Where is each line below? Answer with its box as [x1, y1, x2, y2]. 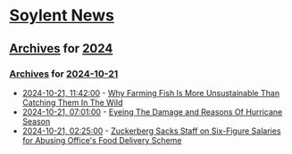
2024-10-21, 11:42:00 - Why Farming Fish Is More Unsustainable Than [21, 87, 279, 98]
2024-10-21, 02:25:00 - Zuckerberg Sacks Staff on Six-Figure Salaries [21, 126, 281, 136]
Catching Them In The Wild [21, 97, 123, 108]
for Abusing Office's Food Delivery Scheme [21, 134, 182, 145]
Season [21, 116, 51, 126]
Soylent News [9, 5, 114, 26]
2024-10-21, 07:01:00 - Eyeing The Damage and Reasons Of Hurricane [21, 106, 283, 117]
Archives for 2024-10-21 [9, 68, 119, 80]
